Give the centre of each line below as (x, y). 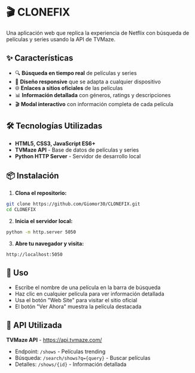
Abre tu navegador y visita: (49, 243)
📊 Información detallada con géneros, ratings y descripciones (93, 95)
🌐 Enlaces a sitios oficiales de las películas (69, 88)
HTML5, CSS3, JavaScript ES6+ (55, 143)
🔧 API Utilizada (34, 325)
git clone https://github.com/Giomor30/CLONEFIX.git (73, 204)
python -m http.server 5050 (41, 232)
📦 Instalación (33, 175)
